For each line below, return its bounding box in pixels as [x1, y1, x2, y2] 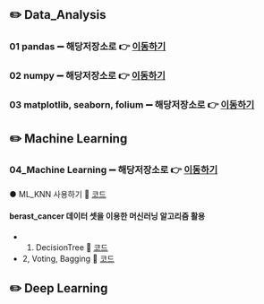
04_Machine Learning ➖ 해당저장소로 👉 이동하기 [9, 164, 218, 177]
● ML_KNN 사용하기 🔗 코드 [9, 188, 106, 199]
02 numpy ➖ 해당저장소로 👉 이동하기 [9, 70, 166, 83]
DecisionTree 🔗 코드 [35, 242, 109, 253]
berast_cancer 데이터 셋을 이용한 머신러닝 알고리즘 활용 [9, 211, 206, 221]
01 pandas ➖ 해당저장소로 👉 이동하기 [9, 40, 166, 53]
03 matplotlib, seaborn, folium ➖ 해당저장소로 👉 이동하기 [9, 99, 255, 111]
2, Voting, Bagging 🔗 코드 [21, 254, 115, 265]
